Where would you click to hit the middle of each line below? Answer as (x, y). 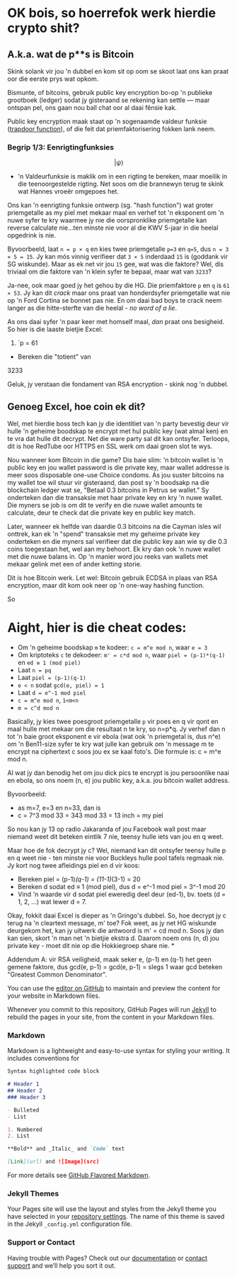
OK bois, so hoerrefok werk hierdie (112, 13)
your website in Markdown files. (54, 996)
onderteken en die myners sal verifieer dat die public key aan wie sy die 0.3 (117, 542)
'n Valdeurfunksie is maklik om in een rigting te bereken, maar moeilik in (122, 177)
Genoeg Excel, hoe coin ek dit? (76, 407)
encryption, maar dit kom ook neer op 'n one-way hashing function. (106, 586)
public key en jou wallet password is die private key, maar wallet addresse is (118, 468)
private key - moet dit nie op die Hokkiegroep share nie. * (91, 946)
